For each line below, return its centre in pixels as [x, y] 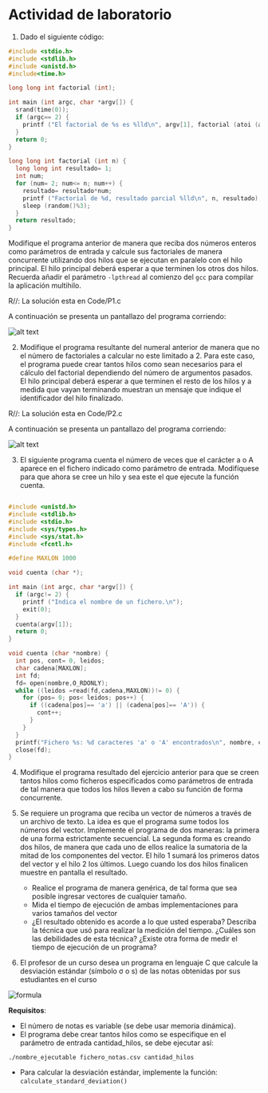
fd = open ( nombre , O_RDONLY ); [62, 683]
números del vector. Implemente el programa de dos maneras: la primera [140, 830]
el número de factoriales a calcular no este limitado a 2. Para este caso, [137, 356]
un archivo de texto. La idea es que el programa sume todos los [124, 822]
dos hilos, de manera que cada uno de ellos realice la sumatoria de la [134, 847]
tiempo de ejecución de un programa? [94, 947]
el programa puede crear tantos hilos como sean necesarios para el [131, 364]
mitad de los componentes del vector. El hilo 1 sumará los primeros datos [140, 855]
